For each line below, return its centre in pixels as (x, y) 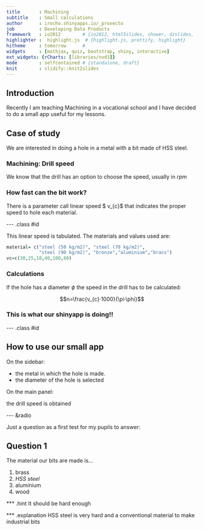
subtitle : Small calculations (50, 18)
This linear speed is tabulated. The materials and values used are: (89, 236)
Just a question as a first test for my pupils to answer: (73, 427)
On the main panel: (30, 391)
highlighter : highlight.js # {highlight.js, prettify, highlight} (96, 40)
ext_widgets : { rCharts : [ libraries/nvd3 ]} (61, 57)
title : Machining (38, 12)
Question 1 (27, 446)
